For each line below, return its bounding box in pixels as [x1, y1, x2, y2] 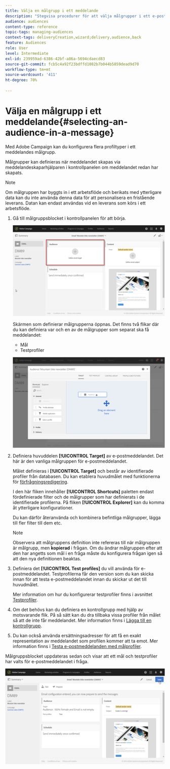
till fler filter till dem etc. [12, 520, 62, 526]
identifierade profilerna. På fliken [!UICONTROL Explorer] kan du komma [12, 499, 164, 506]
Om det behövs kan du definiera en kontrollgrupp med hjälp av [12, 606, 143, 613]
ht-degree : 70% [5, 77, 37, 83]
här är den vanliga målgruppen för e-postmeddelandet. [12, 458, 127, 464]
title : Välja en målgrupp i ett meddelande [5, 8, 99, 13]
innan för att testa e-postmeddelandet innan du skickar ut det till [12, 576, 147, 582]
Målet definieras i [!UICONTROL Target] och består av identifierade [12, 468, 154, 474]
